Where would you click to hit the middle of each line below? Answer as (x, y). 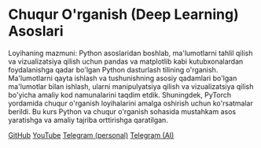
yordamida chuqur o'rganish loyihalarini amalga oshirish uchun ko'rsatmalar (130, 103)
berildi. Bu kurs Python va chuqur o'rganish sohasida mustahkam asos (122, 111)
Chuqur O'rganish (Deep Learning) (123, 15)
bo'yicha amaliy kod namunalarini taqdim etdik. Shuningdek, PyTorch (120, 94)
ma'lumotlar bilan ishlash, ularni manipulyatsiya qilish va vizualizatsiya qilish (131, 86)
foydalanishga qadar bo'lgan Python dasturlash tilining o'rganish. (113, 69)
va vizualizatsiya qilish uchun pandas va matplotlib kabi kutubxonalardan (126, 61)
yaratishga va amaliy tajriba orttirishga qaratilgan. (88, 120)
